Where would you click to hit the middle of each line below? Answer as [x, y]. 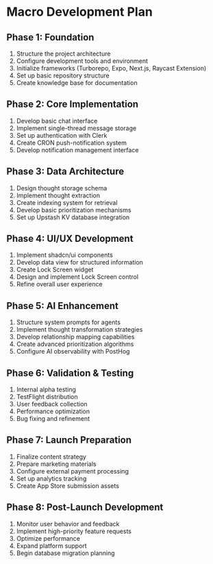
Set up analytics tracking [51, 478]
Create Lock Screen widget [55, 270]
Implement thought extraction [58, 195]
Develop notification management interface [77, 150]
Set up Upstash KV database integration [73, 217]
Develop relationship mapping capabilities [75, 337]
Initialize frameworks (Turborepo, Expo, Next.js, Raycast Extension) [111, 68]
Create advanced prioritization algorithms [75, 344]
